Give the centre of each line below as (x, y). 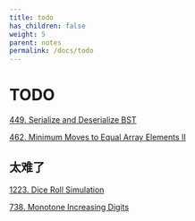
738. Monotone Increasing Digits (69, 207)
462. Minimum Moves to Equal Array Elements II (97, 137)
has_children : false (48, 26)
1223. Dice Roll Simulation (57, 190)
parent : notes (36, 42)
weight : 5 (28, 34)
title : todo (31, 17)
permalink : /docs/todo (51, 51)
